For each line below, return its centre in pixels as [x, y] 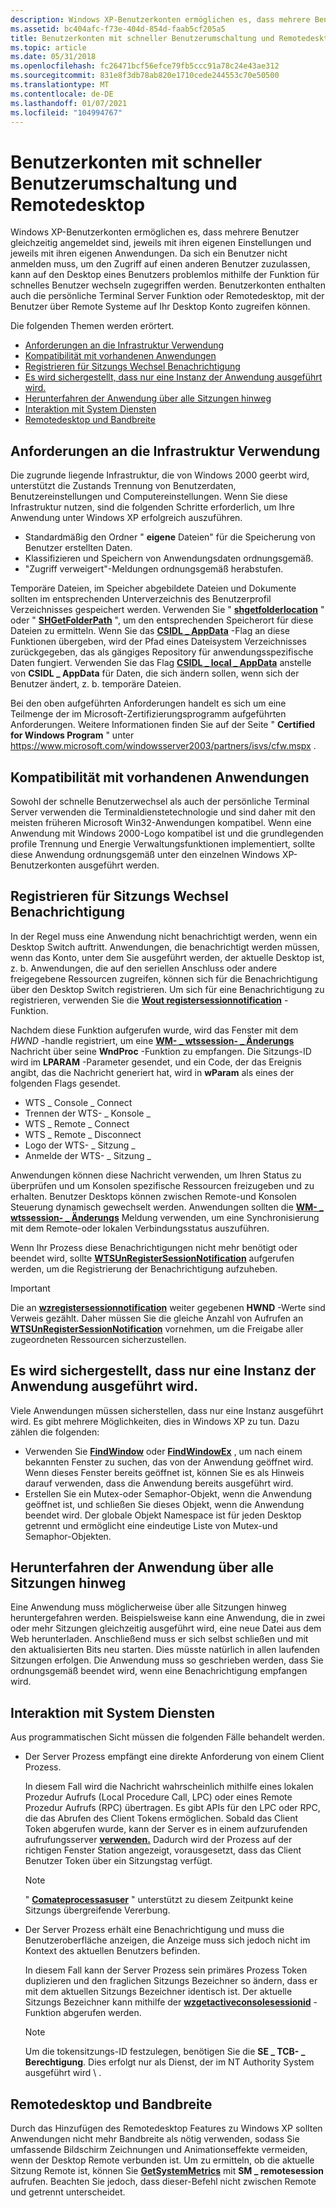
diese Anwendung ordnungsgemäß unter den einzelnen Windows [145, 854]
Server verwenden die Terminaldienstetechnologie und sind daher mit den [163, 812]
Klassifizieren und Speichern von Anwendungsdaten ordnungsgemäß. [169, 558]
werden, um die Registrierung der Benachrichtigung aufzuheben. [144, 1268]
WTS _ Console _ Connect [78, 1102]
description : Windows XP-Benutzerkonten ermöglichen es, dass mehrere [160, 19]
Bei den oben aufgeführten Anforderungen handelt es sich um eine [148, 703]
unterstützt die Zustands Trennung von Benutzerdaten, [123, 486]
